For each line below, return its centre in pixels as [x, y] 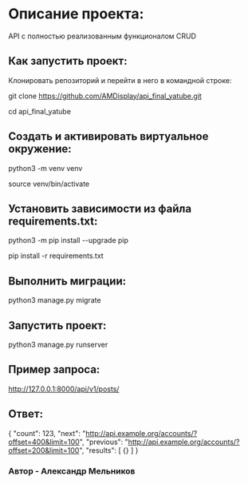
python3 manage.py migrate [55, 300]
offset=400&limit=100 [44, 442]
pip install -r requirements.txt [56, 256]
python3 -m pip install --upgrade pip [69, 240]
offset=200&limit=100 [44, 450]
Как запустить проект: [68, 61]
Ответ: [26, 414]
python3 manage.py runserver [58, 345]
